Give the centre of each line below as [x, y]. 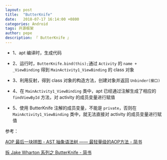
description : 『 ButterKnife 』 [38, 38]
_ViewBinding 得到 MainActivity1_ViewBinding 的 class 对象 [73, 69]
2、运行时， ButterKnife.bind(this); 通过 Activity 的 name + [75, 63]
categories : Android [27, 24]
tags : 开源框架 [19, 29]
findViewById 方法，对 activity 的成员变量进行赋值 [64, 97]
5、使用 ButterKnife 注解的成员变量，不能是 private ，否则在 [74, 108]
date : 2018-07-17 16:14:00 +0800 [42, 19]
